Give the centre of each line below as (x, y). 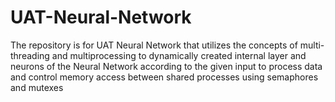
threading (30, 55)
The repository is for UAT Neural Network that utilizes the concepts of (154, 45)
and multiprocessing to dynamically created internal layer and (179, 55)
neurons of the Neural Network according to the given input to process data (166, 66)
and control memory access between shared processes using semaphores (164, 77)
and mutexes (37, 87)
